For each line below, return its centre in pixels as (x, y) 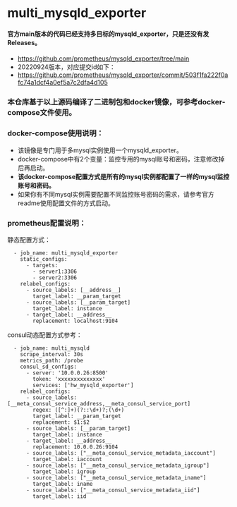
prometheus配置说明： (47, 223)
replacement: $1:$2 (61, 422)
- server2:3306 (55, 277)
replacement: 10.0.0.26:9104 (75, 447)
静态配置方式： (29, 239)
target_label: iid (60, 496)
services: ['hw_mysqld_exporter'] (83, 385)
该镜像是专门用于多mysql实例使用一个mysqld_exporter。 (100, 150)
